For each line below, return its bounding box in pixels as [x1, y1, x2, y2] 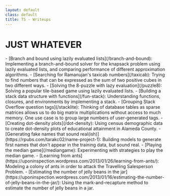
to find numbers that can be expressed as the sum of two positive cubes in [5, 77, 162, 83]
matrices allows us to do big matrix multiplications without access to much [5, 110, 161, 116]
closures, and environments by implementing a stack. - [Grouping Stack [5, 99, 156, 105]
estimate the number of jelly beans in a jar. [5, 185, 94, 191]
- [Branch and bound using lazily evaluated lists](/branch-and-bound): [5, 55, 152, 61]
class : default [5, 12, 38, 17]
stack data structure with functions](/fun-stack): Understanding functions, [5, 93, 161, 100]
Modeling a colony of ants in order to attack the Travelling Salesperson [5, 164, 153, 170]
